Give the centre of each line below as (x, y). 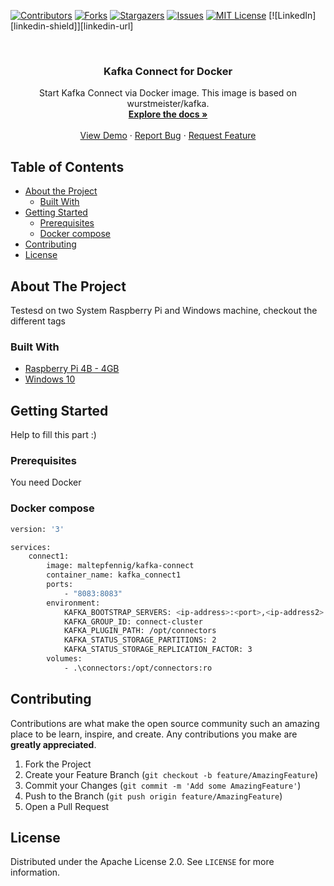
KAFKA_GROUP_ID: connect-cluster (133, 621)
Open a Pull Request (67, 806)
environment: (73, 603)
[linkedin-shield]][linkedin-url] (72, 26)
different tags (38, 321)
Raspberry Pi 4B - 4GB (72, 369)
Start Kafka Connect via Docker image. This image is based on (168, 93)
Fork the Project (58, 764)
